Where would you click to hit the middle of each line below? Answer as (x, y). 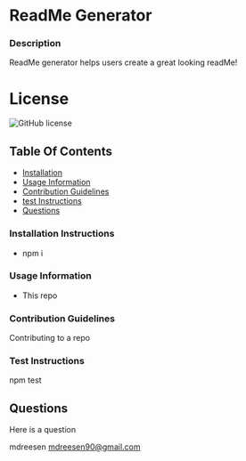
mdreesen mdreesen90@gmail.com (75, 447)
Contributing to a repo (50, 338)
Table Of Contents (61, 151)
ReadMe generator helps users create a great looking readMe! (123, 62)
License (39, 98)
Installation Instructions (62, 234)
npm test (25, 380)
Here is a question (43, 430)
